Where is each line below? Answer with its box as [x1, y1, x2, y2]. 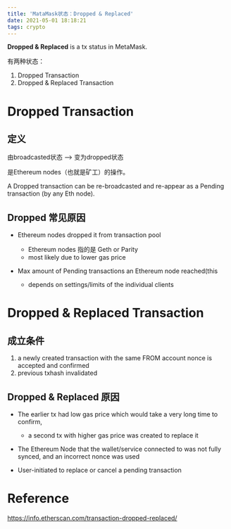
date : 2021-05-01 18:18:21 [7, 17, 87, 24]
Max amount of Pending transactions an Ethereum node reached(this [17, 267, 218, 275]
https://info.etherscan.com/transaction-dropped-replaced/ [7, 514, 177, 522]
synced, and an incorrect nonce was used [17, 452, 140, 461]
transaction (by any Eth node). [7, 189, 95, 198]
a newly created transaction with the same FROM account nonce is [17, 354, 213, 362]
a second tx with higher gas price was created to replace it [27, 431, 199, 440]
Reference [7, 490, 69, 506]
